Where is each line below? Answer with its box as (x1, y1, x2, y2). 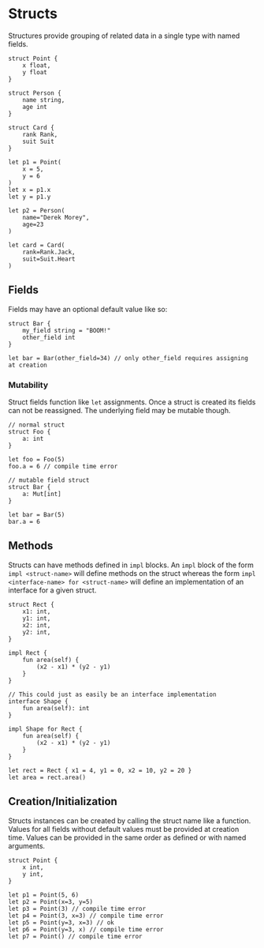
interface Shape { (8, 697, 69, 705)
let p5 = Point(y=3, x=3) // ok (8, 918, 114, 927)
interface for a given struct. (8, 585, 97, 595)
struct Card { (8, 123, 55, 131)
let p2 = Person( (8, 206, 65, 214)
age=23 (22, 220, 44, 228)
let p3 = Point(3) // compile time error (8, 905, 147, 912)
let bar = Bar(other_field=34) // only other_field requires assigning (8, 354, 248, 362)
